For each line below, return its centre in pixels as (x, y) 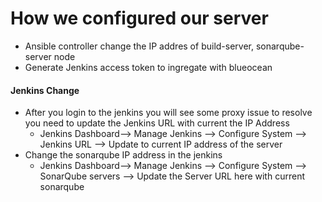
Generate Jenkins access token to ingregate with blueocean (148, 67)
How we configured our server (139, 18)
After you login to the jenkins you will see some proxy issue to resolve (168, 113)
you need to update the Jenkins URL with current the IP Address (157, 123)
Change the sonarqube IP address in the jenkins (123, 155)
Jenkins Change (45, 90)
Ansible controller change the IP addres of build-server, (139, 46)
